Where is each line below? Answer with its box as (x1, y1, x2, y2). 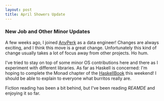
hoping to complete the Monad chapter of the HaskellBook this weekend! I (5, 70, 157, 76)
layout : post (5, 7, 32, 12)
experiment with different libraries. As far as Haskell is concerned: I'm (5, 65, 148, 71)
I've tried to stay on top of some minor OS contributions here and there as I (5, 59, 158, 65)
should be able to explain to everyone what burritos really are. (5, 75, 132, 81)
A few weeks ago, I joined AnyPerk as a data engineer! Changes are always (5, 39, 160, 45)
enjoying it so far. (5, 90, 41, 96)
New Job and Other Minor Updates (5, 28, 90, 35)
